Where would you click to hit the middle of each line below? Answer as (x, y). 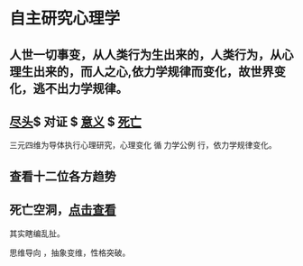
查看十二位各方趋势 (63, 176)
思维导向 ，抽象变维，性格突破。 (70, 252)
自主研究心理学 (65, 18)
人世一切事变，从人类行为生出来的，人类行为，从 (146, 55)
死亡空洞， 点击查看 (63, 210)
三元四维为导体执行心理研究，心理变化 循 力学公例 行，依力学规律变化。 (143, 145)
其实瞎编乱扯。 (37, 233)
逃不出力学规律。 (80, 88)
